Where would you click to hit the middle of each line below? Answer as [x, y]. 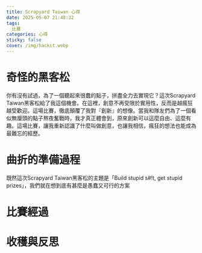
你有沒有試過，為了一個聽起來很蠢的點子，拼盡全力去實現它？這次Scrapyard [101, 95]
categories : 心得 [27, 34]
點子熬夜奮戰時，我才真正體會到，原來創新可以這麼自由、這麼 [109, 118]
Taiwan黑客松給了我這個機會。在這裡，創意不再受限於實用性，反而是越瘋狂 [99, 103]
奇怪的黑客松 [38, 78]
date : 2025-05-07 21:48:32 [40, 18]
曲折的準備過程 [43, 160]
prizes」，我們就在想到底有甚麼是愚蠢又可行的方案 [68, 185]
